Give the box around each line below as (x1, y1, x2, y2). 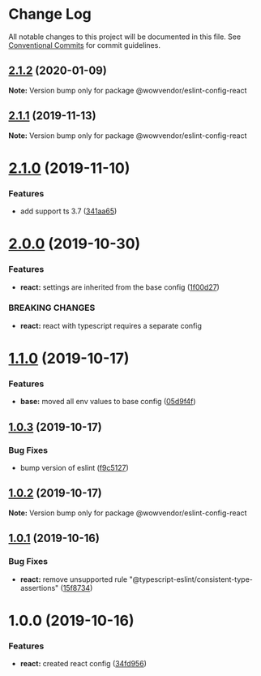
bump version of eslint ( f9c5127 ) (19, 463, 130, 472)
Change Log (8, 5, 92, 24)
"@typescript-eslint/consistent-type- (129, 574, 254, 584)
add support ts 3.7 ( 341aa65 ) (19, 206, 118, 216)
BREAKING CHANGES (8, 302, 96, 313)
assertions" (19, 583, 59, 592)
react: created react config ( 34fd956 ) (19, 658, 148, 668)
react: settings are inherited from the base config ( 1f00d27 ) (19, 282, 220, 292)
